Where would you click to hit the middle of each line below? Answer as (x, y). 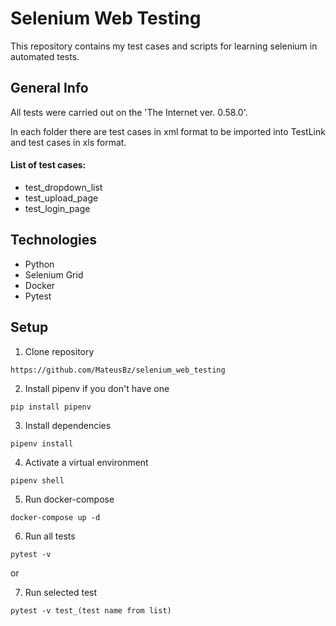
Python (39, 264)
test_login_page (57, 208)
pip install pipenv (51, 407)
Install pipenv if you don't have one (97, 388)
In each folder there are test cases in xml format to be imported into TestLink (168, 131)
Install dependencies (68, 425)
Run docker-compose (69, 499)
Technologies (54, 240)
